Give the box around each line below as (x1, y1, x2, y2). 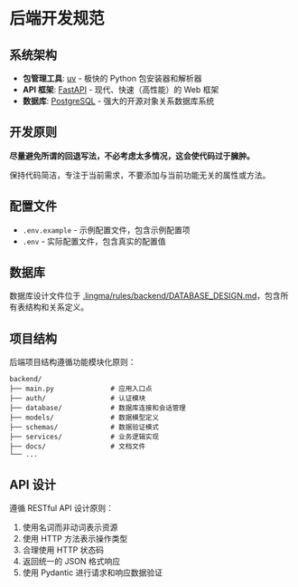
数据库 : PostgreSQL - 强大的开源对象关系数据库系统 (22, 96, 215, 106)
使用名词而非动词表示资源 (22, 522, 118, 533)
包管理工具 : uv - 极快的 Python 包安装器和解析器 (22, 73, 202, 83)
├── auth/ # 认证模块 (9, 394, 146, 403)
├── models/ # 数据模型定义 (9, 413, 160, 422)
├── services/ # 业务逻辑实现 (9, 432, 160, 442)
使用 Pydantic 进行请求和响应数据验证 (22, 567, 163, 578)
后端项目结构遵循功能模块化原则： (9, 357, 136, 368)
